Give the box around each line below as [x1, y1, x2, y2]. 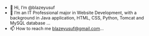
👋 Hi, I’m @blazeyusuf [9, 5, 55, 10]
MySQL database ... [9, 20, 51, 26]
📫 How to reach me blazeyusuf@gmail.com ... [9, 26, 104, 31]
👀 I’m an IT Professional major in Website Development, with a [9, 10, 137, 16]
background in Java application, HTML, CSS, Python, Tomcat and [9, 15, 144, 20]
